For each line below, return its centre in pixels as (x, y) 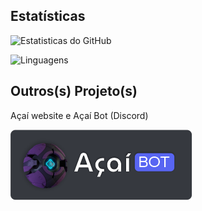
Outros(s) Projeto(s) (74, 91)
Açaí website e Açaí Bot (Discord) (79, 115)
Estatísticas (48, 16)
